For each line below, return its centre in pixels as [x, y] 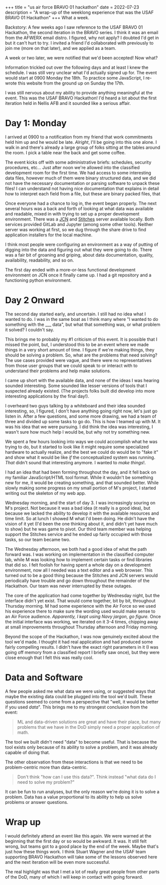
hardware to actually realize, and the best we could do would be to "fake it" [82, 452]
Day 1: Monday [36, 123]
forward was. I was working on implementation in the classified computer [80, 554]
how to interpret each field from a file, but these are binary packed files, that [83, 194]
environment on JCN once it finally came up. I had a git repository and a [78, 275]
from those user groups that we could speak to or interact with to [71, 365]
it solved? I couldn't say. [30, 330]
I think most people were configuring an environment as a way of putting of [82, 244]
